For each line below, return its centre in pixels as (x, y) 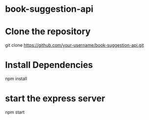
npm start (15, 112)
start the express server (55, 99)
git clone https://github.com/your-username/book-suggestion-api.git (74, 45)
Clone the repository (48, 32)
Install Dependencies (49, 65)
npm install (16, 79)
